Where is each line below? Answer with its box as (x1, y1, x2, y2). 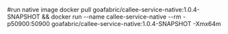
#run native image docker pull (7, 6, 91, 13)
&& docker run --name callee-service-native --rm (41, 13, 181, 21)
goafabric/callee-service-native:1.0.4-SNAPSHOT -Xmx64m (51, 20, 221, 27)
